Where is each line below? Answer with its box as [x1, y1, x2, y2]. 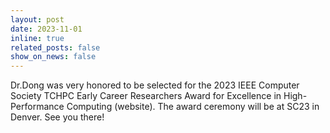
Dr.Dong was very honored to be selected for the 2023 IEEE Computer [10, 79, 300, 91]
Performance [10, 101, 65, 113]
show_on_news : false [10, 52, 97, 62]
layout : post [10, 14, 65, 25]
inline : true [10, 33, 65, 43]
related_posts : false [10, 42, 101, 53]
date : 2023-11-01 [10, 24, 83, 34]
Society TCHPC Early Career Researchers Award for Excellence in [10, 90, 282, 102]
